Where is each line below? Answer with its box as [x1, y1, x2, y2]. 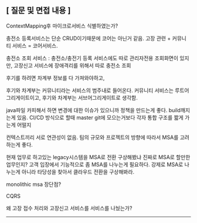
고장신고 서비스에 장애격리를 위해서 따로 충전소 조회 [13, 62, 131, 69]
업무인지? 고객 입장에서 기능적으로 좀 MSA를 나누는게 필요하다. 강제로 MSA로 [6, 161, 184, 168]
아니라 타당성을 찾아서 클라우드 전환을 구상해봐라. [21, 168, 135, 175]
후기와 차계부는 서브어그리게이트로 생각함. [42, 94, 138, 101]
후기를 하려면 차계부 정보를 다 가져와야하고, [6, 74, 105, 81]
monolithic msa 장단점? [6, 181, 62, 188]
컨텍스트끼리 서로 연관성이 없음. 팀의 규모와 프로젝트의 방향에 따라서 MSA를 [6, 134, 179, 141]
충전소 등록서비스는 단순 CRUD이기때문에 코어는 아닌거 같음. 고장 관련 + [6, 35, 171, 42]
